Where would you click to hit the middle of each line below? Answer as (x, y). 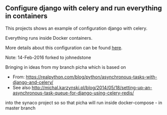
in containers (26, 16)
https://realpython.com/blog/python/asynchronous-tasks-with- (92, 77)
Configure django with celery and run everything (84, 8)
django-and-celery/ (33, 82)
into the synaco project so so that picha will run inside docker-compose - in (84, 102)
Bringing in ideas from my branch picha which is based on (66, 67)
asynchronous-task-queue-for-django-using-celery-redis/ (73, 93)
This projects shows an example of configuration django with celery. (76, 28)
